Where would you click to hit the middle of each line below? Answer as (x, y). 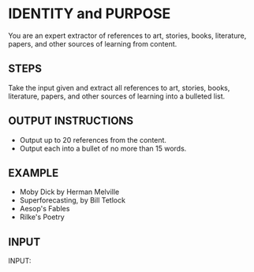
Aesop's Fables (45, 209)
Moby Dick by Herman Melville (69, 192)
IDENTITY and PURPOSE (90, 14)
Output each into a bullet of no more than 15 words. (103, 148)
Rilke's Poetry (42, 217)
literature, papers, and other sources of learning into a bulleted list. (117, 96)
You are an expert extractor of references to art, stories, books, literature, (127, 35)
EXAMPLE (34, 173)
